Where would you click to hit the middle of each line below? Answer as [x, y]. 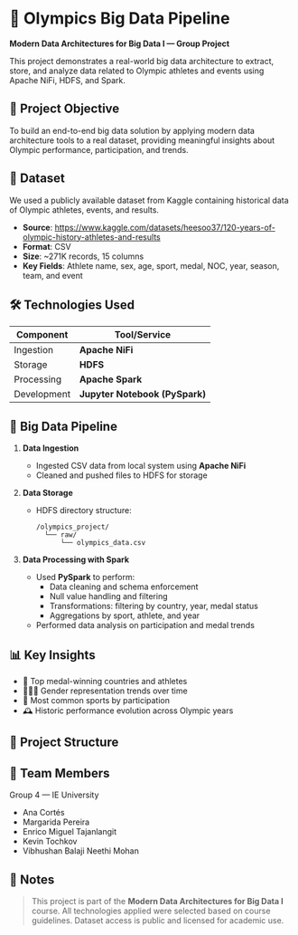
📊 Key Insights [53, 655]
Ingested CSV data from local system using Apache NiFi [141, 466]
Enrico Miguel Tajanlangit [70, 832]
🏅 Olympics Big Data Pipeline [120, 19]
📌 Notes [32, 879]
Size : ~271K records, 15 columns [83, 256]
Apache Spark [111, 379]
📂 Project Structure [64, 743]
